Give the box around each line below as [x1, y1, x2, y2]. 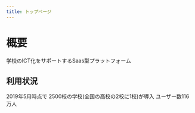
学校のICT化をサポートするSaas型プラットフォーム [6, 57, 131, 64]
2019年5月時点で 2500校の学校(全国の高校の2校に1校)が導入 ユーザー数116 [6, 93, 190, 100]
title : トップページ [6, 8, 52, 15]
